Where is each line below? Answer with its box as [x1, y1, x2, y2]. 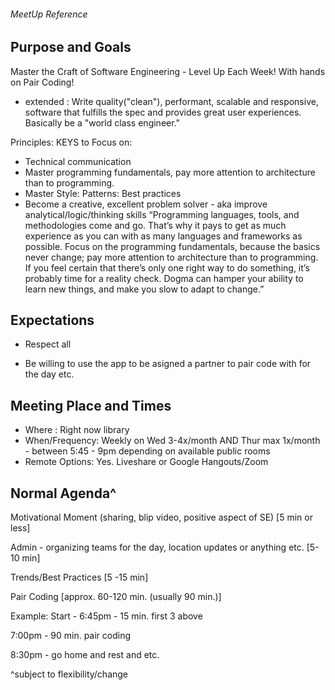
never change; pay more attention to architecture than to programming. [24, 251, 319, 263]
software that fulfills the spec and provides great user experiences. [24, 106, 302, 118]
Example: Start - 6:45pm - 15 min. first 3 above [10, 610, 203, 622]
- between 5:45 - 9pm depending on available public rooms [24, 445, 271, 457]
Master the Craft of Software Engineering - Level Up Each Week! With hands [10, 65, 326, 77]
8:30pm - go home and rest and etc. [10, 649, 160, 661]
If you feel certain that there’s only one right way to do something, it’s [24, 261, 310, 274]
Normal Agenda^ [10, 485, 117, 502]
